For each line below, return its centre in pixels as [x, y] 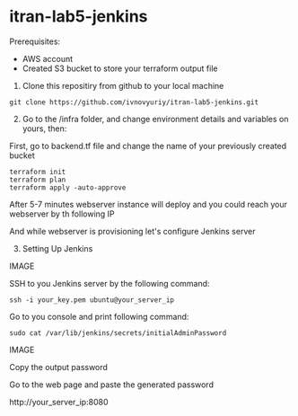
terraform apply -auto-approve [68, 187]
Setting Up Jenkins [57, 248]
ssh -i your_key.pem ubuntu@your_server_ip [92, 300]
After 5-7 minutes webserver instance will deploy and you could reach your [149, 204]
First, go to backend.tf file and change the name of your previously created [148, 146]
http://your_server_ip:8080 [59, 402]
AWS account [48, 58]
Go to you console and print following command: [99, 316]
